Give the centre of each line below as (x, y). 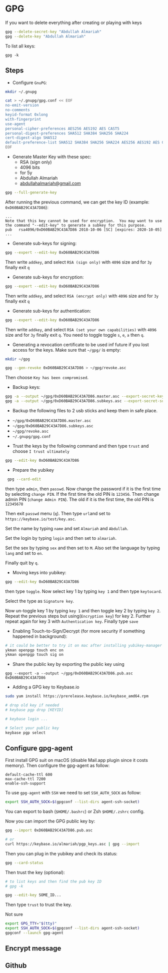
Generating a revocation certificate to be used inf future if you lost (80, 344)
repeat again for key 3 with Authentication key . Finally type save (72, 621)
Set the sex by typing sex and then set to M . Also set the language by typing (82, 548)
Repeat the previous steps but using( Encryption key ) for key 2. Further (78, 616)
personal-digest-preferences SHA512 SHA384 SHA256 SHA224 (67, 133)
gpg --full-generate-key (31, 193)
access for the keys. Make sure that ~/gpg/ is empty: (66, 350)
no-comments (17, 110)
